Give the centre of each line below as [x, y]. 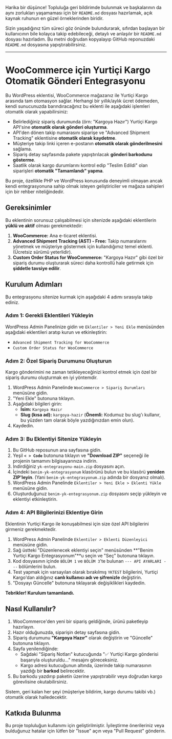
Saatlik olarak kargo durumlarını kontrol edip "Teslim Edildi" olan [80, 165]
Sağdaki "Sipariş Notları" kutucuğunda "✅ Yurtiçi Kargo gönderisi [89, 654]
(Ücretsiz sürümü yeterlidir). [42, 252]
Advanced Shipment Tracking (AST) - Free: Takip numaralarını [80, 241]
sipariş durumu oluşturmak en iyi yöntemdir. [52, 377]
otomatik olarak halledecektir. [36, 697]
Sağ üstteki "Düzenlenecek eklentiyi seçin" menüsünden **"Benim [83, 550]
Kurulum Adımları [34, 285]
